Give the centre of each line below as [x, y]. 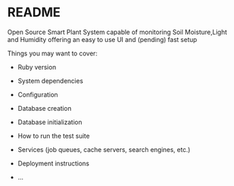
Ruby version [37, 67]
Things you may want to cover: [52, 53]
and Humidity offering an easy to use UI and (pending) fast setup [102, 39]
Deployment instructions [54, 163]
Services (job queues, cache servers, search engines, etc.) [104, 149]
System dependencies [50, 81]
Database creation [45, 108]
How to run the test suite [54, 136]
